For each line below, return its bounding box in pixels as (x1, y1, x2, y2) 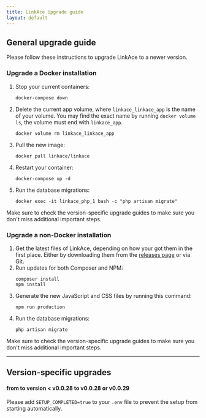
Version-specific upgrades (6, 367, 112, 378)
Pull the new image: (15, 141, 66, 148)
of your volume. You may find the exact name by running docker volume (15, 112, 196, 120)
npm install (15, 281, 46, 287)
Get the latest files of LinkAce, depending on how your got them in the (15, 245, 193, 252)
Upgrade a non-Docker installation (6, 230, 112, 239)
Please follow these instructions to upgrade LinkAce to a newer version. (6, 53, 188, 61)
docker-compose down (15, 94, 68, 101)
